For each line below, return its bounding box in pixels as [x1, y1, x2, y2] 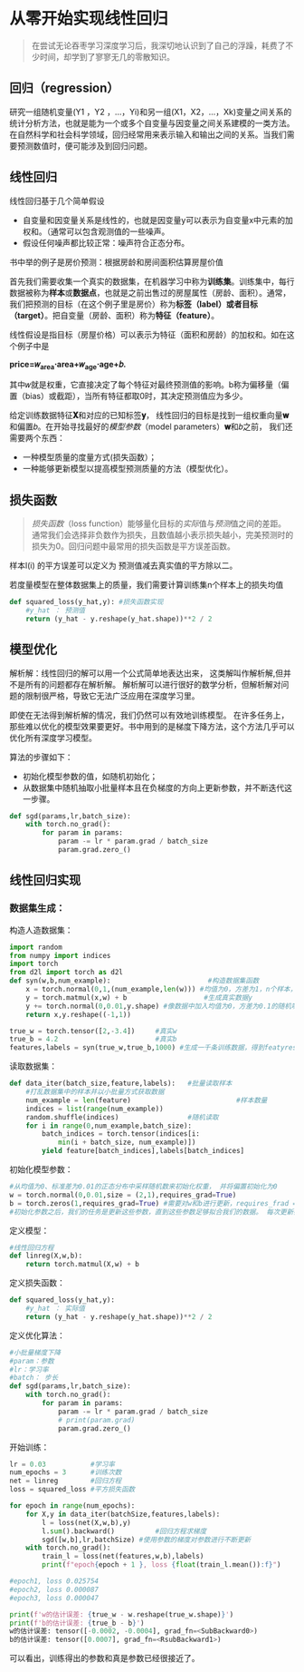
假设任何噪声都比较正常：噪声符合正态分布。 [22, 237, 190, 248]
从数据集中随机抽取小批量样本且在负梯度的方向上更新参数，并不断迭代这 [22, 782, 292, 793]
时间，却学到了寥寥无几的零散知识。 [39, 51, 175, 62]
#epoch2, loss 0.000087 [9, 1585, 100, 1594]
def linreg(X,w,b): [9, 1251, 83, 1261]
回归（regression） [9, 81, 119, 96]
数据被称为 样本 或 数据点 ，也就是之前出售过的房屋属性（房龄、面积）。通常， [9, 287, 291, 298]
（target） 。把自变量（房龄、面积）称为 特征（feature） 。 [9, 309, 220, 320]
